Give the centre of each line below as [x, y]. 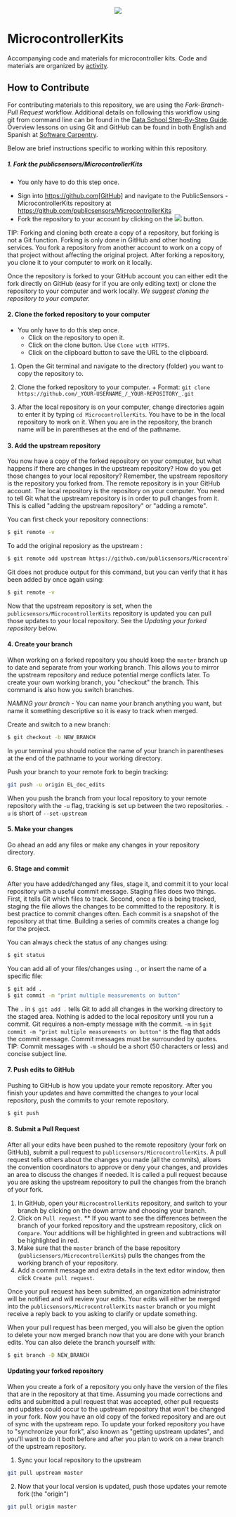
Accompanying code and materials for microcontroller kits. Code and [107, 58]
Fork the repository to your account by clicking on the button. [111, 219]
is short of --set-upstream [50, 813]
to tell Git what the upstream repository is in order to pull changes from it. [113, 498]
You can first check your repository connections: [78, 519]
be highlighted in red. [48, 1241]
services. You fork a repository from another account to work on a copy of [115, 247]
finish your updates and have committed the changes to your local [103, 1093]
